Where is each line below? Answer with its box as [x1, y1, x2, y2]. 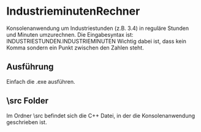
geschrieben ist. [6, 118, 47, 126]
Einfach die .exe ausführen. [6, 78, 75, 85]
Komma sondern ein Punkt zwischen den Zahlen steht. [6, 44, 144, 51]
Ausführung [6, 62, 54, 72]
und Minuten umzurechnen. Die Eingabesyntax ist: [6, 31, 134, 38]
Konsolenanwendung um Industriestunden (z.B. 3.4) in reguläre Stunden [6, 24, 189, 32]
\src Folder [6, 96, 49, 106]
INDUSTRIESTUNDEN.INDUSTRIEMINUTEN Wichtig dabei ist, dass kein [6, 37, 187, 45]
